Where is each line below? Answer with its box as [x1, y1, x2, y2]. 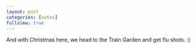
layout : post [6, 8, 39, 15]
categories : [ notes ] [6, 14, 58, 20]
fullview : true [6, 20, 44, 26]
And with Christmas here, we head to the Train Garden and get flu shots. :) [6, 36, 191, 44]
